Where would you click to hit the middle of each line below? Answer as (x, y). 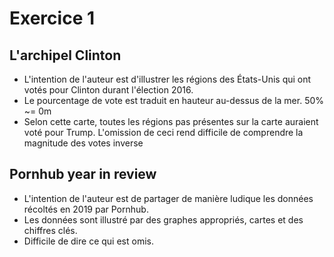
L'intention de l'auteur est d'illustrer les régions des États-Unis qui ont (167, 79)
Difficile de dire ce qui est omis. (88, 241)
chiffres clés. (50, 230)
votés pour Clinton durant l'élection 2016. (108, 90)
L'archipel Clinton (65, 55)
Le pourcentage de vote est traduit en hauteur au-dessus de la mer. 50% (174, 100)
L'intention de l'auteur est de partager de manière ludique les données (168, 198)
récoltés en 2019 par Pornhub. (86, 209)
